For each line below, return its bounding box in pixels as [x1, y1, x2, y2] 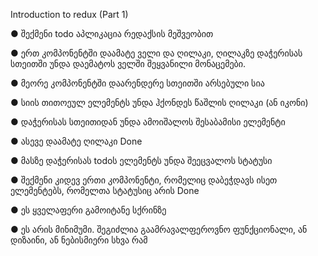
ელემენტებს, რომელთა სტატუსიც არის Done [10, 185, 200, 196]
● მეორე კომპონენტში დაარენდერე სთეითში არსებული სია [10, 77, 265, 89]
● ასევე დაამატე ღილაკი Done [10, 135, 143, 147]
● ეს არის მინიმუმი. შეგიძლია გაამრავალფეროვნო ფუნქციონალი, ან [10, 224, 308, 235]
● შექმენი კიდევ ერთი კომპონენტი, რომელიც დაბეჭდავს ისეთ [10, 174, 278, 186]
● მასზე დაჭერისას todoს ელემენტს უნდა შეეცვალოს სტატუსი [10, 155, 273, 166]
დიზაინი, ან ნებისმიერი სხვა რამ [10, 234, 148, 246]
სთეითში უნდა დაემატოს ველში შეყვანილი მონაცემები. [10, 58, 247, 69]
